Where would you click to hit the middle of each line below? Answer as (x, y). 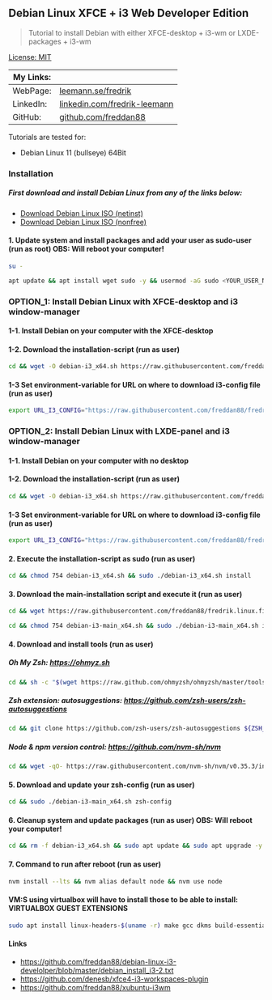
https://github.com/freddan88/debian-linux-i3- (98, 961)
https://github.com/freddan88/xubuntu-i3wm (96, 987)
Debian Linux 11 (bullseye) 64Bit (73, 152)
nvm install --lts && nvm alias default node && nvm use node (115, 881)
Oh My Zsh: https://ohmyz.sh (59, 663)
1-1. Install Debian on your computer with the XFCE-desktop (111, 331)
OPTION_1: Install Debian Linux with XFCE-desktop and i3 (123, 301)
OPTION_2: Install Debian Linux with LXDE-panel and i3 (119, 431)
